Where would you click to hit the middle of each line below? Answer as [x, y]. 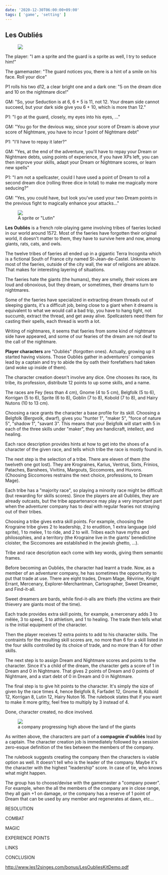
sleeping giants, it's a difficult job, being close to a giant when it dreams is [81, 305]
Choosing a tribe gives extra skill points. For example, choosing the [74, 521]
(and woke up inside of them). [36, 368]
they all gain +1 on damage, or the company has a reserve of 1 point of [78, 793]
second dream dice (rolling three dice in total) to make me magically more [81, 183]
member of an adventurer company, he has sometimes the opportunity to [81, 573]
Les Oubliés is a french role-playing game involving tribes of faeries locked [83, 228]
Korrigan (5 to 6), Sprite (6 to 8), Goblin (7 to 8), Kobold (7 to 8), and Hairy [81, 398]
